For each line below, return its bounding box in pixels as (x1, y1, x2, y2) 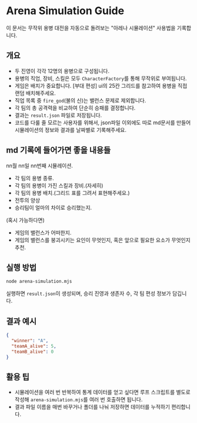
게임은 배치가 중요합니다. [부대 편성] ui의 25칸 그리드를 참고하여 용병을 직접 (14, 82, 188, 89)
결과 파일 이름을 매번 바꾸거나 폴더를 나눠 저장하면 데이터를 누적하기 (14, 404, 171, 411)
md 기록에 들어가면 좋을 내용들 (6, 146, 111, 156)
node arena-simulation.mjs (6, 279, 72, 285)
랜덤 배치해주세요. (14, 90, 56, 97)
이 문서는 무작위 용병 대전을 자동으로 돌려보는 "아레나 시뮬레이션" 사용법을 (6, 24, 176, 31)
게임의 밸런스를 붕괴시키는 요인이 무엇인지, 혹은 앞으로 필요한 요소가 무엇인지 (14, 236, 191, 243)
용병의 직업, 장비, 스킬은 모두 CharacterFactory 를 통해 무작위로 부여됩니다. (14, 75, 187, 82)
